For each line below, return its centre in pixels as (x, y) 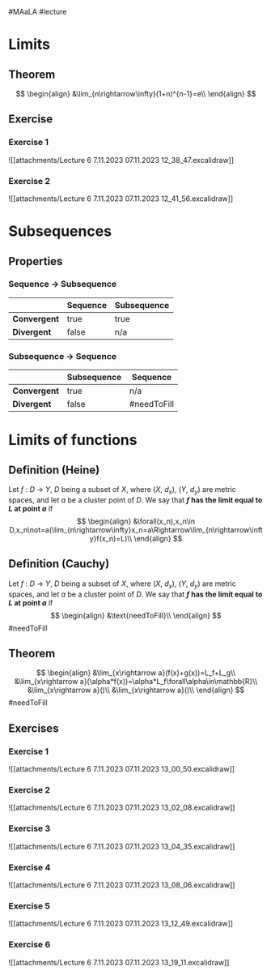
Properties (36, 261)
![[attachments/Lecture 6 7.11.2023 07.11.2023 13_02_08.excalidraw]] (122, 808)
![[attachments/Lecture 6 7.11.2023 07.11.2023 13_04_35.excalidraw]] (122, 846)
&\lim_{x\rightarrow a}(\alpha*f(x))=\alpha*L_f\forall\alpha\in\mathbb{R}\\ (136, 682)
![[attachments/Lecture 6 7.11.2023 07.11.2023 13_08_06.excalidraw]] (122, 885)
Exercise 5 (30, 905)
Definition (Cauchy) (59, 564)
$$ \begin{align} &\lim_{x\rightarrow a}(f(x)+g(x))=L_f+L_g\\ (136, 673)
